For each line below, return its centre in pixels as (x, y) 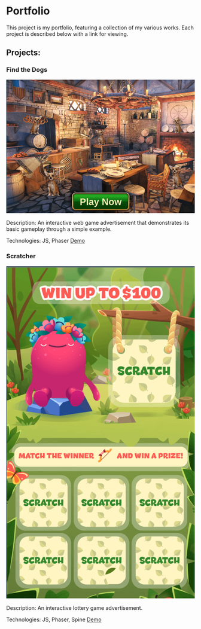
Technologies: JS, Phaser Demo (46, 241)
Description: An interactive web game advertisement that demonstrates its (98, 223)
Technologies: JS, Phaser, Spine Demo (54, 619)
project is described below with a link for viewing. (67, 33)
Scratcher (21, 257)
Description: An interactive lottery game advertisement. (74, 607)
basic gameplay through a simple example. (59, 229)
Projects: (23, 53)
